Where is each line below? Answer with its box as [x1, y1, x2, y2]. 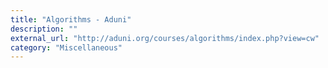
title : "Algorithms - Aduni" [10, 14, 132, 25]
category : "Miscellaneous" [10, 42, 123, 53]
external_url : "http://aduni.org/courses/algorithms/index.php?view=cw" [10, 33, 320, 43]
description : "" [10, 24, 78, 34]
